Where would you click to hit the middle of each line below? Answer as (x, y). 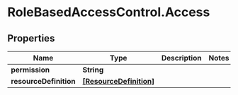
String (93, 70)
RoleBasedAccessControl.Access (109, 12)
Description (182, 58)
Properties (31, 38)
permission (30, 70)
